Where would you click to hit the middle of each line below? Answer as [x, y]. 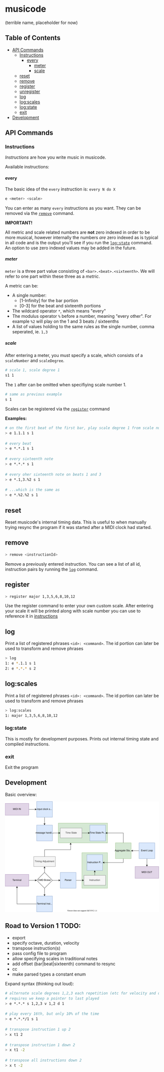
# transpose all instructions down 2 [43, 1060]
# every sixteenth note [29, 459]
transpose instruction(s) [36, 948]
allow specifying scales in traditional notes [55, 958]
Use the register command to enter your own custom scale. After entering [79, 606]
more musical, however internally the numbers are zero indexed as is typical [82, 237]
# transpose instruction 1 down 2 [40, 1045]
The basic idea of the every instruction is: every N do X [60, 189]
